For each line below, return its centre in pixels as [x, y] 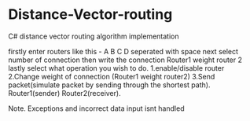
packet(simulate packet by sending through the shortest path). [109, 85]
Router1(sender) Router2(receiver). [64, 93]
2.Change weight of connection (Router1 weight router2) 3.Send [112, 76]
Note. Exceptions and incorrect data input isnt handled [96, 108]
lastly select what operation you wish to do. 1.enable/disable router [116, 68]
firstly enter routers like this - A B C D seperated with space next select [123, 51]
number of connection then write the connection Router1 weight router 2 [125, 60]
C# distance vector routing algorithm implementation [94, 36]
